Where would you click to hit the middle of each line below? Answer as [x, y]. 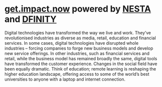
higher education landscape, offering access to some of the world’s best [77, 74]
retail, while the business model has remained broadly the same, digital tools [81, 58]
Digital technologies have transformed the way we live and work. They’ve [78, 33]
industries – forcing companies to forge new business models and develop [79, 48]
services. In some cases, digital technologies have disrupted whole [72, 43]
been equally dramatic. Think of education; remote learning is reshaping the [80, 69]
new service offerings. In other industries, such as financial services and [77, 53]
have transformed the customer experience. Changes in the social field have [81, 64]
